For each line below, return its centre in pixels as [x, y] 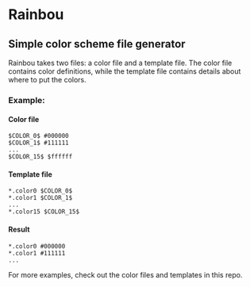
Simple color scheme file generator [97, 44]
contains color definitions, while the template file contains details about [125, 71]
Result [19, 229]
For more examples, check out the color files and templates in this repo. [125, 274]
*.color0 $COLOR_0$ [40, 191]
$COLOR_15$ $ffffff [40, 157]
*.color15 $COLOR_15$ [44, 212]
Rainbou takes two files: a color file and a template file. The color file [120, 63]
